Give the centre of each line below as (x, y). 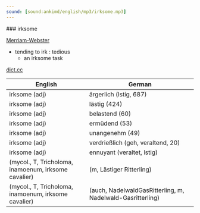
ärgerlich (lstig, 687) (118, 94)
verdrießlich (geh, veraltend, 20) (135, 142)
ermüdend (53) (111, 123)
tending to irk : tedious (42, 52)
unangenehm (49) (115, 133)
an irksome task (43, 58)
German (140, 84)
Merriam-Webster (28, 40)
